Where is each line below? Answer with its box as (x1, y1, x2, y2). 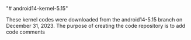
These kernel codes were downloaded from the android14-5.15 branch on (6, 16, 183, 23)
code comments (6, 28, 46, 35)
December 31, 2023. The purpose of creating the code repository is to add (6, 23, 186, 29)
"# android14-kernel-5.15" (6, 5, 68, 12)
